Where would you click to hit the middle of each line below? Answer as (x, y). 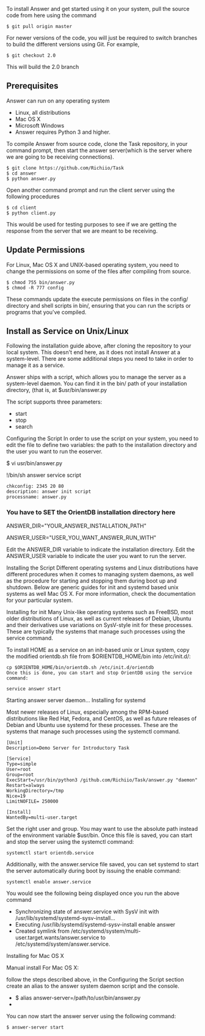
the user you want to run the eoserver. (54, 452)
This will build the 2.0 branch (43, 67)
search (24, 427)
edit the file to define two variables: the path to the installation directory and (102, 445)
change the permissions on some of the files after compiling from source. (99, 271)
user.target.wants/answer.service (57, 937)
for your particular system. (40, 600)
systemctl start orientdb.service (50, 853)
